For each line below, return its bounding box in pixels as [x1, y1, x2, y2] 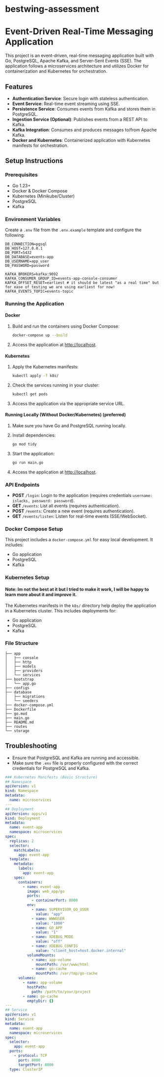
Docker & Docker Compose [12, 188, 68, 193]
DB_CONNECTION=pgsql [5, 242, 48, 247]
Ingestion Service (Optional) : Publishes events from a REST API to [12, 116, 148, 122]
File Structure [5, 640, 38, 647]
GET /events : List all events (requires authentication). [12, 503, 120, 509]
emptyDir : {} [27, 998, 54, 1003]
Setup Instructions [5, 157, 63, 165]
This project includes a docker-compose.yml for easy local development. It [5, 537, 153, 543]
